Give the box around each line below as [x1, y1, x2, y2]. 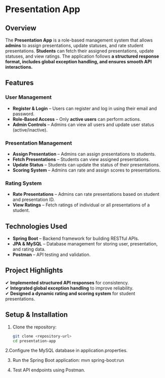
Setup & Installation [5, 310, 68, 319]
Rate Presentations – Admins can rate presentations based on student [12, 191, 160, 197]
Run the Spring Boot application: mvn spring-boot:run [12, 357, 125, 363]
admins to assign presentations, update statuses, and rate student [5, 43, 144, 49]
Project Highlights [5, 266, 63, 275]
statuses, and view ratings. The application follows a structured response [5, 53, 159, 59]
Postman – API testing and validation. [12, 251, 91, 258]
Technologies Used [5, 222, 67, 231]
